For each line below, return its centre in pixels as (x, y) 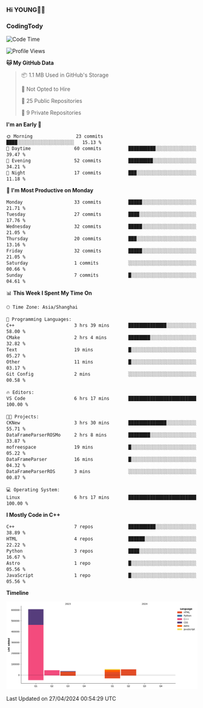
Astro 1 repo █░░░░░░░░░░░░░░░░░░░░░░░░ (101, 563)
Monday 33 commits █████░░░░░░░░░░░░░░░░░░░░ (101, 202)
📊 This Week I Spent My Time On (49, 293)
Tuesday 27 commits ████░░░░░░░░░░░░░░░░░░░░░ (101, 215)
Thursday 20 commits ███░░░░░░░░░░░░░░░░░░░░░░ (101, 239)
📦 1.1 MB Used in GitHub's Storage (65, 75)
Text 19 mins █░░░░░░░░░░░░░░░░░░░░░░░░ (101, 350)
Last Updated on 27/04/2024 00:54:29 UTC (61, 699)
